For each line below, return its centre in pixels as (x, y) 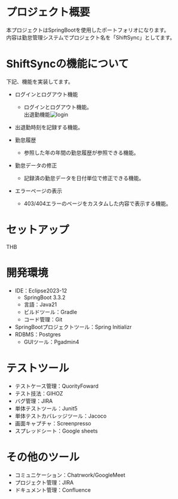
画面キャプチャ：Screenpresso (53, 423)
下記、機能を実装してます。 (40, 81)
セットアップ (38, 230)
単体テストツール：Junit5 (46, 408)
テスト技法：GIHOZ (39, 393)
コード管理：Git (43, 319)
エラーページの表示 (39, 191)
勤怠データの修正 (36, 165)
